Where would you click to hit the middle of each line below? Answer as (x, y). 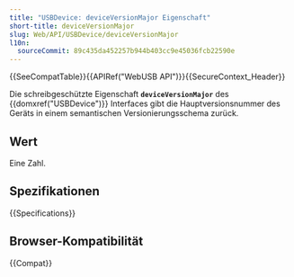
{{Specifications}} (43, 213)
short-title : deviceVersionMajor (72, 26)
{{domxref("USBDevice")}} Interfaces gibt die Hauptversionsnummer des (145, 103)
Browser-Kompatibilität (76, 241)
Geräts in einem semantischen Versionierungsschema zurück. (124, 113)
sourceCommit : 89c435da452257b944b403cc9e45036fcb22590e (126, 51)
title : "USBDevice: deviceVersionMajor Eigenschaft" (110, 18)
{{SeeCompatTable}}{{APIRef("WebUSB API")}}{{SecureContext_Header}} (147, 76)
